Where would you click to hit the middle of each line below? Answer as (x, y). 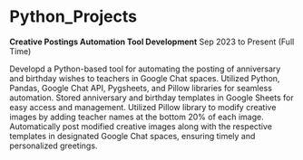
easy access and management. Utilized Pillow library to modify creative (143, 107)
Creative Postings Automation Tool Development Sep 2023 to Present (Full (152, 42)
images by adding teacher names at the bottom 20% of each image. (137, 117)
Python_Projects (73, 17)
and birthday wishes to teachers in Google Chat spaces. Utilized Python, (145, 78)
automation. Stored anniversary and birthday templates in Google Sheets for (151, 98)
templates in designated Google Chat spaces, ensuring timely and (132, 136)
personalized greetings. (54, 146)
